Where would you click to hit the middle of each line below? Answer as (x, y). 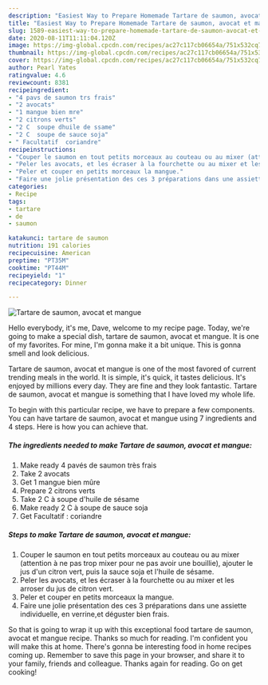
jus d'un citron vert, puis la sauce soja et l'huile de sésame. (117, 571)
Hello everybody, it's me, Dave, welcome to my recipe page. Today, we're (129, 328)
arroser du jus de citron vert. (67, 589)
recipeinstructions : (43, 149)
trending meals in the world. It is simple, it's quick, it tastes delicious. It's (127, 377)
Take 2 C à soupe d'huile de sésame (79, 500)
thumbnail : (26, 53)
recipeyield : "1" (37, 275)
